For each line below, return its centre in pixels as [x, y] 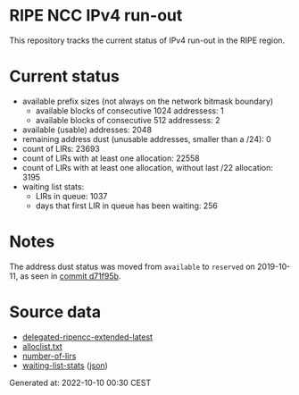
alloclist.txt [42, 346]
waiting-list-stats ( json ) [65, 365]
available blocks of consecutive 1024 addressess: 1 [130, 110]
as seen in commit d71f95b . [71, 276]
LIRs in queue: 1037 [71, 196]
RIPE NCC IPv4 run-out [96, 16]
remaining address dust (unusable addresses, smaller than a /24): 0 [147, 139]
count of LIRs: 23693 [61, 148]
